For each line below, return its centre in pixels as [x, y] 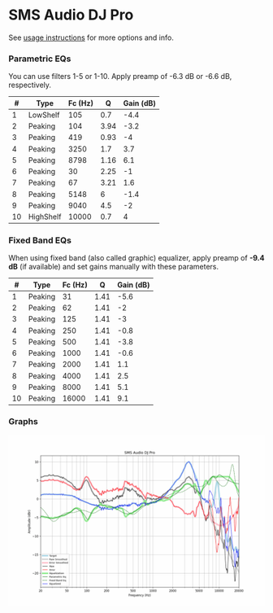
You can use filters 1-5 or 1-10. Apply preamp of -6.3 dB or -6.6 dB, [120, 77]
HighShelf [45, 217]
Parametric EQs [40, 59]
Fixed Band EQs [40, 240]
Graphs [23, 422]
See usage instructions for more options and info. [91, 37]
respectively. [30, 85]
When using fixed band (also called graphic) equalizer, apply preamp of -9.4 [137, 258]
